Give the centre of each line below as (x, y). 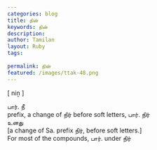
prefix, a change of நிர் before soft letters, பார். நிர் (78, 114)
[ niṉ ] (16, 93)
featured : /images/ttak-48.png (53, 73)
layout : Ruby (26, 46)
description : (26, 33)
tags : (15, 54)
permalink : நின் (29, 66)
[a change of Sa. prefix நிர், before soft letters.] (75, 130)
